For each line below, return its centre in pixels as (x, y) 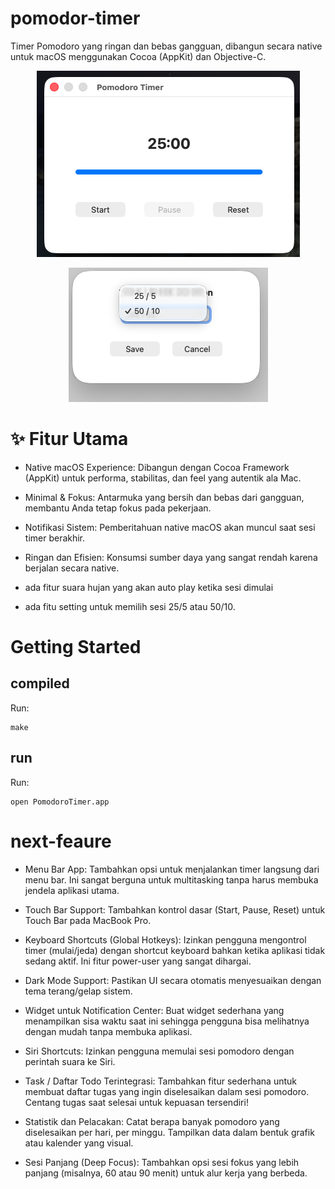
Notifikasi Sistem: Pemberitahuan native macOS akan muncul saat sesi (170, 527)
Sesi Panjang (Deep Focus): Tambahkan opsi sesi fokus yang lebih (162, 1162)
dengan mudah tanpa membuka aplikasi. (108, 1031)
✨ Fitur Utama (69, 439)
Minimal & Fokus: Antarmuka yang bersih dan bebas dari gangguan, (164, 497)
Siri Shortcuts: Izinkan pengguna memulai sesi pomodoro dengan (159, 1051)
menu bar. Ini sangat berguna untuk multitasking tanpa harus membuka (171, 879)
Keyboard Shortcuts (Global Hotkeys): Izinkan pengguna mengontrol (165, 939)
